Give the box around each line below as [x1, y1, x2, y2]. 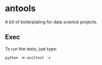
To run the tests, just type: [5, 46, 57, 51]
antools [5, 3, 36, 14]
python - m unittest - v [5, 55, 51, 60]
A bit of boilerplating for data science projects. [5, 19, 98, 25]
